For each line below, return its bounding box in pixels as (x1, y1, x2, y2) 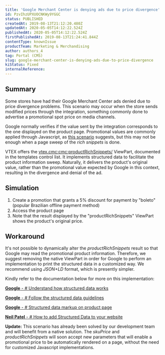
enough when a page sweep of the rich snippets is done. (5, 139, 121, 145)
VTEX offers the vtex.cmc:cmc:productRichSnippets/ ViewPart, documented (5, 148, 161, 154)
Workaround (5, 232, 45, 241)
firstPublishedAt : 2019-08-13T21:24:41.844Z (5, 35, 98, 40)
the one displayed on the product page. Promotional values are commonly (5, 129, 156, 135)
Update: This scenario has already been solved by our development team (5, 323, 155, 329)
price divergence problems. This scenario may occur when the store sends (5, 103, 158, 109)
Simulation (5, 184, 39, 192)
